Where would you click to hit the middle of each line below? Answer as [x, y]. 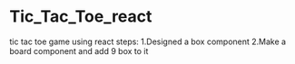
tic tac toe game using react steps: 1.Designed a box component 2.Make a [148, 41]
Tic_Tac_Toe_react [81, 17]
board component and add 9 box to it [79, 50]
